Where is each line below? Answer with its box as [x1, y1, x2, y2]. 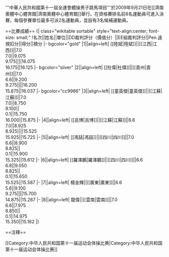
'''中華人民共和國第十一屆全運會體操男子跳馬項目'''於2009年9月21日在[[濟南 [5, 5, 164, 10]
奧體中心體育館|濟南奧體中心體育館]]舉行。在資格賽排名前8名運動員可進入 [5, 11, 160, 17]
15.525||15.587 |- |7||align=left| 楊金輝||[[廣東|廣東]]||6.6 [5, 179, 122, 185]
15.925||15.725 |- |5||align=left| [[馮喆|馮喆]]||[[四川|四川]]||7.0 [5, 134, 134, 140]
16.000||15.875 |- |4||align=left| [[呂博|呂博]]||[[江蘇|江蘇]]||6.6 [5, 117, 136, 123]
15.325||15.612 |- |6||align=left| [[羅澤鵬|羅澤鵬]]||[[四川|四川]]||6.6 [5, 157, 143, 163]
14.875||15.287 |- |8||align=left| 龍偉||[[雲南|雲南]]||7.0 [5, 197, 118, 202]
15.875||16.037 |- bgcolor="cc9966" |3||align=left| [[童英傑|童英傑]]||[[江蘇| [5, 88, 162, 94]
